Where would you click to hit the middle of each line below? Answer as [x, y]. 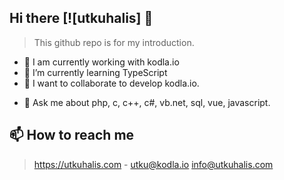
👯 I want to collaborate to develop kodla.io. [111, 83]
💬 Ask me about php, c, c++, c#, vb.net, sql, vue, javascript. [147, 102]
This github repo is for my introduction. [114, 42]
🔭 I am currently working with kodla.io [101, 62]
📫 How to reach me [72, 135]
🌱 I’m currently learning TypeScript [95, 72]
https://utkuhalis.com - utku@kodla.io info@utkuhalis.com [153, 164]
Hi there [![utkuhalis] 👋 [81, 18]
